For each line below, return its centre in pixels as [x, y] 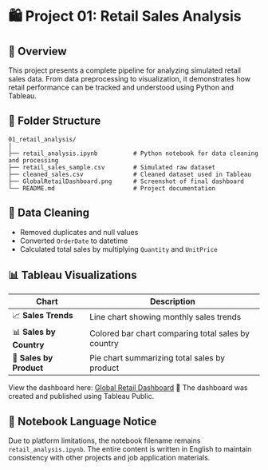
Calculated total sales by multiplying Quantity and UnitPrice [118, 249]
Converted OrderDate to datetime [74, 241]
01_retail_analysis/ [43, 139]
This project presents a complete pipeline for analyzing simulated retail [125, 70]
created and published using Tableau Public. [81, 396]
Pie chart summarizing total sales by [157, 358]
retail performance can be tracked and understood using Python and [121, 87]
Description [173, 301]
